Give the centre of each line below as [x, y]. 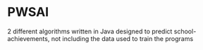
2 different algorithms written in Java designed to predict [90, 31]
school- [185, 31]
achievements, [29, 38]
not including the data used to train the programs [122, 38]
